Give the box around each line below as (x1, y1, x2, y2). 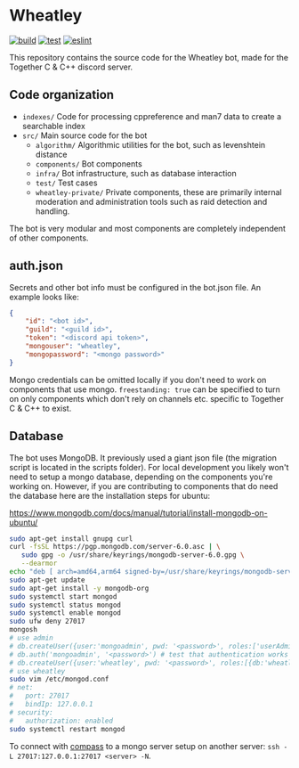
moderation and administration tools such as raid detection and (35, 196, 268, 207)
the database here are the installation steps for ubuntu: (9, 490, 211, 501)
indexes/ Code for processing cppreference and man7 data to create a (21, 110, 282, 121)
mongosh (9, 625, 38, 634)
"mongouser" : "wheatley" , (25, 342, 122, 351)
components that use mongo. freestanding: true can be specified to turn (9, 384, 280, 395)
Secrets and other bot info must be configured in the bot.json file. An (9, 282, 262, 292)
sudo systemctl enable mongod (9, 609, 122, 617)
